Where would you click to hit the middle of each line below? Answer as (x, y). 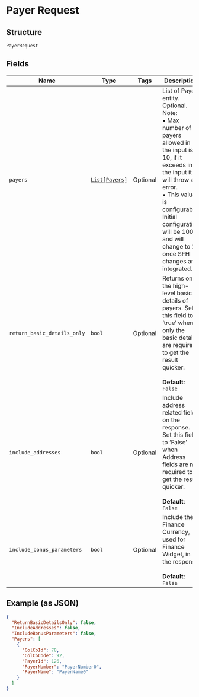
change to (176, 246)
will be (171, 231)
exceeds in (177, 165)
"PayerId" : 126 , (42, 661)
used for (174, 539)
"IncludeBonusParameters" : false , (54, 634)
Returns (173, 278)
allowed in (176, 142)
